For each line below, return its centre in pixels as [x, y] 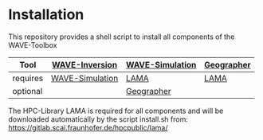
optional [27, 91]
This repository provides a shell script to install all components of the [122, 37]
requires [28, 78]
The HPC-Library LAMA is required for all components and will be [116, 111]
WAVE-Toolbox [33, 45]
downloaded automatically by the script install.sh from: [98, 119]
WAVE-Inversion [84, 64]
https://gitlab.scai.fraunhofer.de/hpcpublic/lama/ [88, 127]
